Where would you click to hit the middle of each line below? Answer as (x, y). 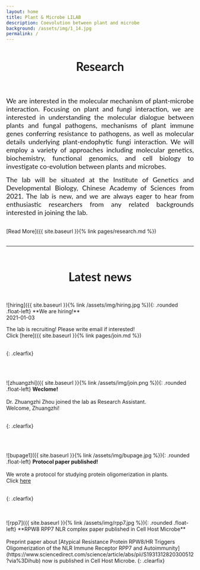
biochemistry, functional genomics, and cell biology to (100, 158)
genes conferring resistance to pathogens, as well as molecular (100, 134)
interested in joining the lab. (47, 213)
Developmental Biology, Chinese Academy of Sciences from (100, 188)
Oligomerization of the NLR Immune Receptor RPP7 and (74, 548)
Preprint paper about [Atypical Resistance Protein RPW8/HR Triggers (91, 542)
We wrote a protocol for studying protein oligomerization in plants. (87, 475)
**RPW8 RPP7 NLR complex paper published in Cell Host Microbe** (102, 529)
